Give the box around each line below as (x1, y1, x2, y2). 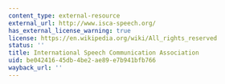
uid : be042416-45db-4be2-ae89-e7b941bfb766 (8, 57, 157, 65)
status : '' (8, 42, 45, 50)
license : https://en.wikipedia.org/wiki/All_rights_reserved (8, 34, 218, 42)
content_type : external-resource (8, 11, 121, 20)
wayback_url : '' (8, 64, 63, 72)
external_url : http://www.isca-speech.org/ (8, 19, 157, 27)
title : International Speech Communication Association (8, 49, 199, 57)
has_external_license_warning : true (8, 26, 131, 34)
